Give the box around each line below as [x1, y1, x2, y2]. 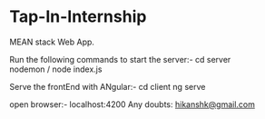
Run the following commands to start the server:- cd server [9, 54, 231, 64]
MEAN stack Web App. [9, 36, 95, 47]
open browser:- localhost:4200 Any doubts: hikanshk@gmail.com [9, 98, 256, 110]
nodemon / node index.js [9, 64, 103, 74]
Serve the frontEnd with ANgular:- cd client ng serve [9, 81, 206, 92]
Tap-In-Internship [9, 6, 147, 27]
